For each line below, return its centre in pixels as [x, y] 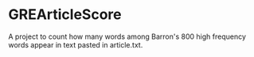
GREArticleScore [65, 15]
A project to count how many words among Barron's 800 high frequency [127, 36]
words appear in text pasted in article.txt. [76, 44]
